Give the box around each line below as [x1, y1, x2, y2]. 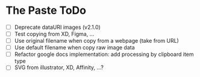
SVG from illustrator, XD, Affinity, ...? [14, 64, 104, 71]
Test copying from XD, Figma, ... [14, 31, 95, 37]
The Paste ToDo [5, 4, 87, 17]
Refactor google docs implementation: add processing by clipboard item [14, 51, 194, 58]
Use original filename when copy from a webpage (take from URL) [14, 37, 179, 45]
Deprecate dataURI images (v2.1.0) [14, 23, 101, 31]
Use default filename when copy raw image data [14, 44, 135, 51]
